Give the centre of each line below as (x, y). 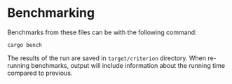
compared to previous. (40, 73)
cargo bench (25, 45)
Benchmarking (51, 13)
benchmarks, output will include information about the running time (128, 65)
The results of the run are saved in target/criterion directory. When (107, 58)
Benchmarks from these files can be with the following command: (102, 32)
